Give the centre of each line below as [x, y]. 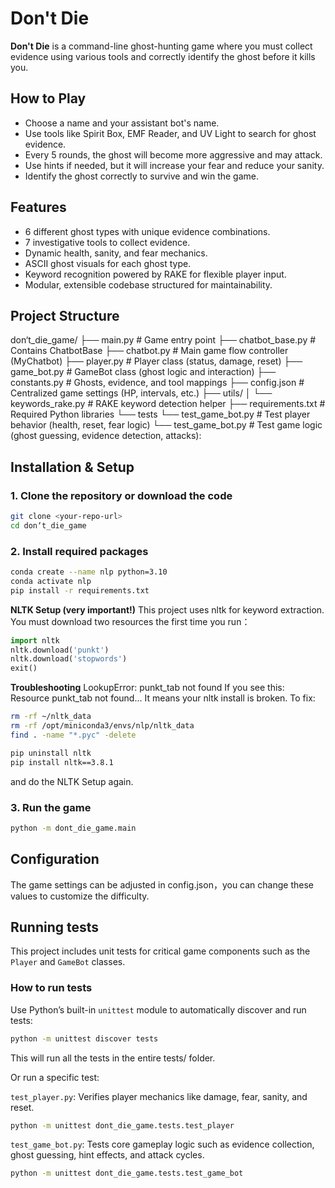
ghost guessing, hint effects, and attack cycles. [107, 1155]
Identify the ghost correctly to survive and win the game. [142, 176]
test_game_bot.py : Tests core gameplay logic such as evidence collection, [162, 1144]
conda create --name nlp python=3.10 [89, 572]
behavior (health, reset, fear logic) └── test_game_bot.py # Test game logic [166, 425]
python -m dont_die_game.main [73, 828]
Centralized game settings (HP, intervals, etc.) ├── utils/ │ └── [141, 393]
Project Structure [65, 315]
